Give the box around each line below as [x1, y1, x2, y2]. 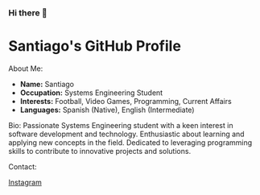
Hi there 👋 [8, 7, 48, 19]
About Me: [8, 64, 43, 73]
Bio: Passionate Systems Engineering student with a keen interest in [8, 120, 233, 130]
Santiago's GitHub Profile [8, 37, 181, 56]
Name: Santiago [19, 79, 75, 89]
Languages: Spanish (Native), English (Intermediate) [19, 105, 195, 114]
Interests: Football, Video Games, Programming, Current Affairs [19, 96, 232, 106]
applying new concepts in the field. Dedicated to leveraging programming [8, 137, 253, 147]
